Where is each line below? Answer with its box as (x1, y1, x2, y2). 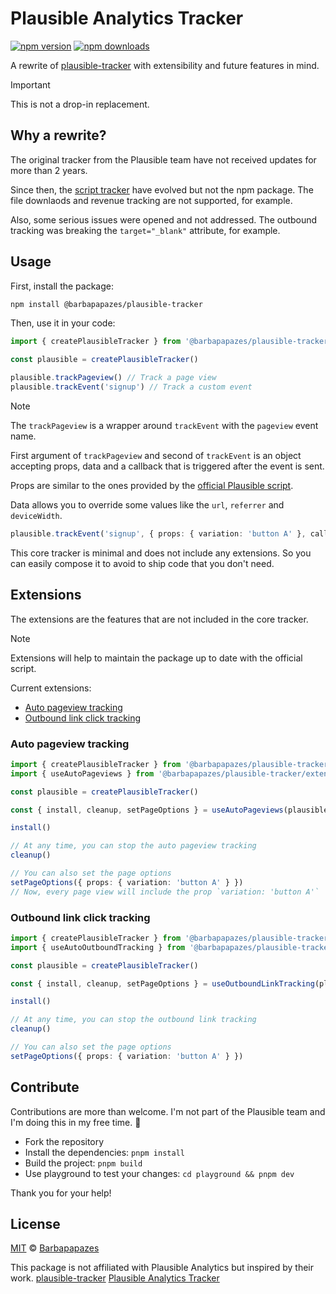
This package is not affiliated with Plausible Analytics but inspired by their (10, 1262, 315, 1274)
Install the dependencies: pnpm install (24, 1146, 185, 1158)
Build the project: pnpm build (24, 1157, 143, 1169)
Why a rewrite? (10, 127, 107, 144)
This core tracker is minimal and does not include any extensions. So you (10, 547, 312, 559)
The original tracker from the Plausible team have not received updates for (10, 153, 317, 166)
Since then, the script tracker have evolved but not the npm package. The (10, 183, 314, 196)
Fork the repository (24, 1135, 105, 1147)
